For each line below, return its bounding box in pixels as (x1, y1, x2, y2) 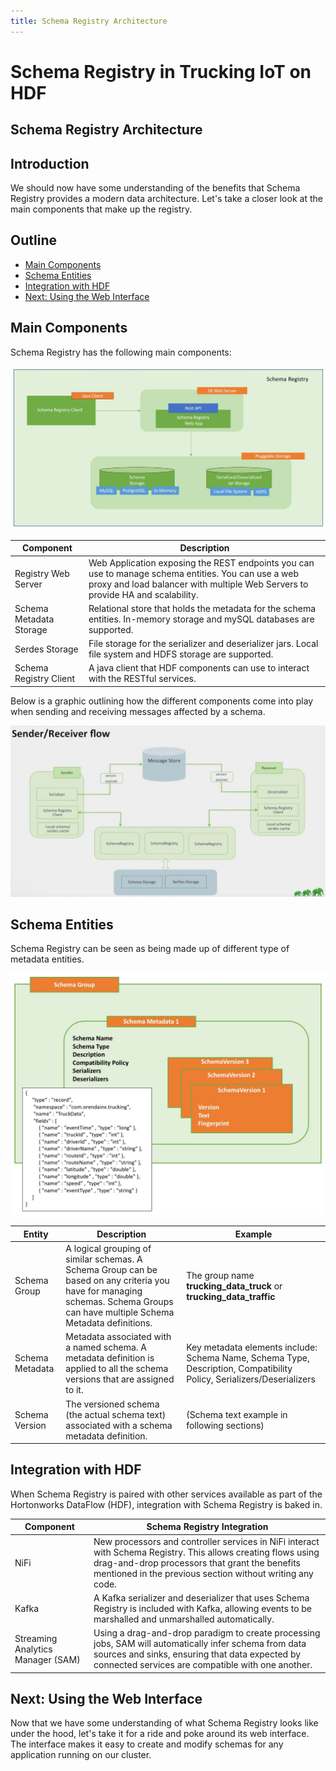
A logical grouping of (65, 1243, 152, 1255)
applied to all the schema (65, 1363, 169, 1375)
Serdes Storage (14, 643, 79, 655)
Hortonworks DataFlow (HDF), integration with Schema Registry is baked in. (10, 1498, 323, 1510)
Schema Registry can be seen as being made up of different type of (10, 943, 290, 955)
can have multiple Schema (65, 1306, 175, 1319)
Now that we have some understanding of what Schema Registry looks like (10, 1717, 319, 1729)
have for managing (65, 1285, 143, 1297)
